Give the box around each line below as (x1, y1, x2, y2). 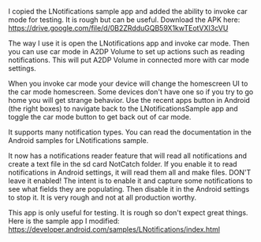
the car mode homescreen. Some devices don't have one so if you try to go (8, 87, 254, 97)
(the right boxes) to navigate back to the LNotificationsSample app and (8, 104, 238, 113)
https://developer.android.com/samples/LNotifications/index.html (8, 225, 221, 234)
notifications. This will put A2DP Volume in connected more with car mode (8, 55, 250, 64)
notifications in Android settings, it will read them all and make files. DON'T (8, 168, 252, 177)
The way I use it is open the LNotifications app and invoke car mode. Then (8, 38, 250, 48)
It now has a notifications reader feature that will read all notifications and (8, 151, 247, 160)
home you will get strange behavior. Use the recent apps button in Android (8, 96, 251, 104)
